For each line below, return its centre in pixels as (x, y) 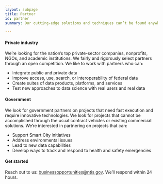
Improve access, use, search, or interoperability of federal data (75, 78)
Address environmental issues (42, 140)
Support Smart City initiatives (41, 135)
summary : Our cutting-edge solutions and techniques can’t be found (76, 23)
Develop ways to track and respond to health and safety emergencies (81, 150)
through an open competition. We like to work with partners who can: (74, 64)
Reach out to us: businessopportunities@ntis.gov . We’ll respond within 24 (79, 172)
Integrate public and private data (45, 73)
